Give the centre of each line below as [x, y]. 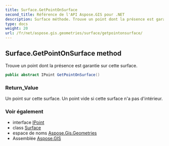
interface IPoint [28, 122]
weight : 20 [17, 29]
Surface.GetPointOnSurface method [63, 53]
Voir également [24, 111]
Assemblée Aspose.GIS [37, 138]
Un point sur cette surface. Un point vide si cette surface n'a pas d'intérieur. [84, 98]
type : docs [17, 24]
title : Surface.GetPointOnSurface [41, 10]
